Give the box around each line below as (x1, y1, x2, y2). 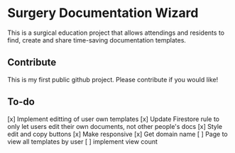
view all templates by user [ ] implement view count (7, 137, 158, 146)
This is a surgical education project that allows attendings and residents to (7, 28, 225, 37)
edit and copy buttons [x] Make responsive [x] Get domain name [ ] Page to (7, 130, 229, 138)
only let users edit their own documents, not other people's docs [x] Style (7, 122, 223, 130)
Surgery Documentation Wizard (7, 5, 199, 21)
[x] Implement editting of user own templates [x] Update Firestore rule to (7, 115, 220, 123)
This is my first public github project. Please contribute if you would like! (7, 75, 219, 84)
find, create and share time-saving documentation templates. (7, 35, 187, 44)
